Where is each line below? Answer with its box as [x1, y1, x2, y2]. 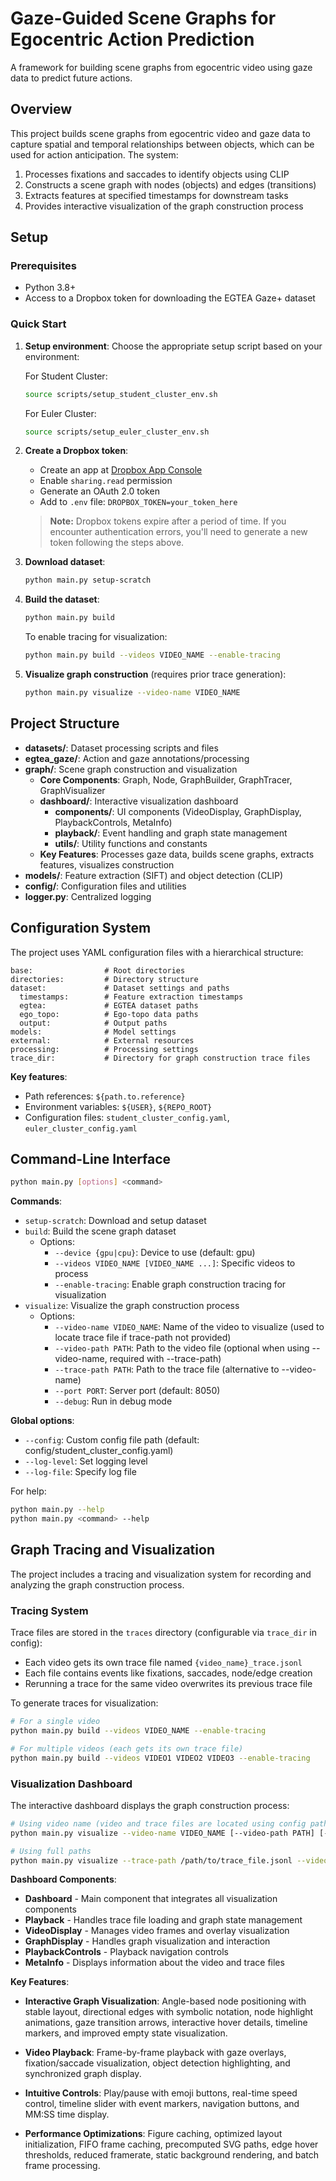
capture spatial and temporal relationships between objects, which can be [10, 138, 315, 150]
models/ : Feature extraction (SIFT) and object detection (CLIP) [24, 869, 284, 881]
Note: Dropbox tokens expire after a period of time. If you [49, 515, 287, 527]
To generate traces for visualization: [10, 1697, 159, 1709]
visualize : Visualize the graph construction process [24, 1300, 240, 1312]
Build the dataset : [24, 593, 100, 606]
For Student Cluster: [24, 370, 108, 382]
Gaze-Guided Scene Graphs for [10, 7, 277, 30]
